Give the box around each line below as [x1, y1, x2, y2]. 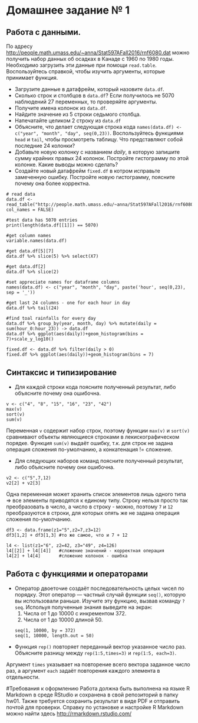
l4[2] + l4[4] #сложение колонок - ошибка [6, 553, 128, 559]
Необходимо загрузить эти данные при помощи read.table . [6, 61, 157, 69]
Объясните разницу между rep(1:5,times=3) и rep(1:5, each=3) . [14, 649, 177, 656]
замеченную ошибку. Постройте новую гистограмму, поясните [14, 174, 176, 180]
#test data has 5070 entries [6, 217, 78, 223]
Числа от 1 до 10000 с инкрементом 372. [23, 609, 127, 617]
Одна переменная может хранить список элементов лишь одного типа [6, 490, 187, 497]
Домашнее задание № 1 [6, 4, 130, 17]
